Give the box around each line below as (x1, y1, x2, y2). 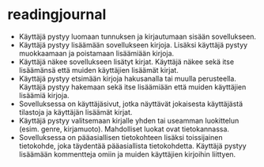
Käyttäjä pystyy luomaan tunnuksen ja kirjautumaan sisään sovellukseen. (18, 32, 257, 41)
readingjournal (7, 6, 107, 24)
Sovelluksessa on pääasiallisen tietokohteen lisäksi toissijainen (18, 132, 223, 142)
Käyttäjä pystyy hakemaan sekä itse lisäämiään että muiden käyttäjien (18, 82, 247, 92)
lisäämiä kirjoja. (18, 90, 70, 100)
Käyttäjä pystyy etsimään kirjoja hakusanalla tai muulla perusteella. (18, 74, 236, 83)
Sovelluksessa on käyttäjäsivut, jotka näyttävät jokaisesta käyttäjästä (18, 99, 243, 108)
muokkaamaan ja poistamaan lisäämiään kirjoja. (18, 48, 175, 58)
